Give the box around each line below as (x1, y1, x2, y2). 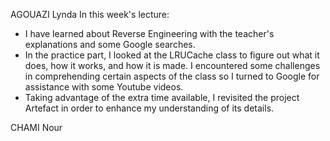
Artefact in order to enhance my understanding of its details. (24, 102, 275, 114)
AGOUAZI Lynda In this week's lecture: (10, 9, 170, 20)
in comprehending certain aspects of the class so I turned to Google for (24, 70, 320, 82)
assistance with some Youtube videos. (24, 81, 184, 93)
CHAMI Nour (10, 122, 63, 133)
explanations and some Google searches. (24, 39, 196, 50)
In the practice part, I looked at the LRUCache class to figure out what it (24, 49, 320, 61)
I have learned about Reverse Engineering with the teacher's (24, 28, 275, 39)
